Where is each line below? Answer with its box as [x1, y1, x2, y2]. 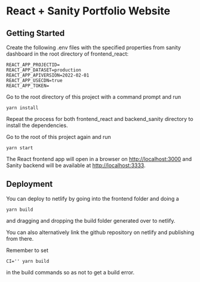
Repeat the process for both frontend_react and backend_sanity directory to [6, 116, 193, 122]
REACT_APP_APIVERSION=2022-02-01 [6, 72, 90, 78]
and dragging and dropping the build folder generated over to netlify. [6, 217, 176, 224]
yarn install [6, 105, 39, 111]
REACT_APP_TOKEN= [6, 83, 50, 89]
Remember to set [6, 247, 49, 254]
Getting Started [6, 28, 65, 38]
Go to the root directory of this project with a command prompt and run [6, 93, 181, 100]
